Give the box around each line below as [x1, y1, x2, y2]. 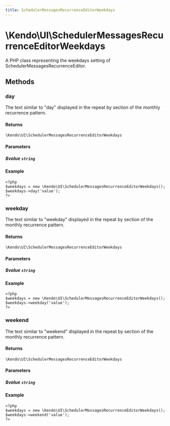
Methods [5, 77, 35, 86]
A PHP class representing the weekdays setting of [5, 57, 111, 63]
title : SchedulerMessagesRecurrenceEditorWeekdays [5, 7, 115, 13]
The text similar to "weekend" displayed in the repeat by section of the [5, 328, 154, 335]
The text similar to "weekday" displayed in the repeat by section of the [5, 216, 153, 222]
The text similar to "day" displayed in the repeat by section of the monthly [5, 104, 160, 110]
